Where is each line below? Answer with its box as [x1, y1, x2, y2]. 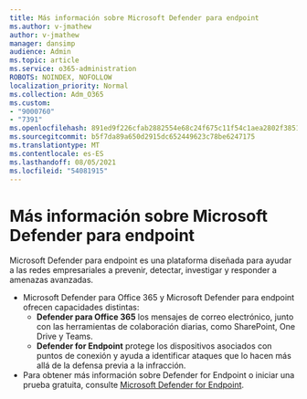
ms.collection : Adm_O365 [9, 89, 104, 99]
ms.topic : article [9, 56, 79, 65]
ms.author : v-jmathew [9, 22, 92, 31]
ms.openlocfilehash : [9, 124, 89, 133]
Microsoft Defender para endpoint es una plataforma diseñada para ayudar [9, 255, 292, 266]
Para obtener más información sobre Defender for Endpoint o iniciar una [22, 370, 295, 381]
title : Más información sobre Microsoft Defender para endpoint [9, 13, 259, 23]
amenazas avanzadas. [9, 275, 94, 286]
